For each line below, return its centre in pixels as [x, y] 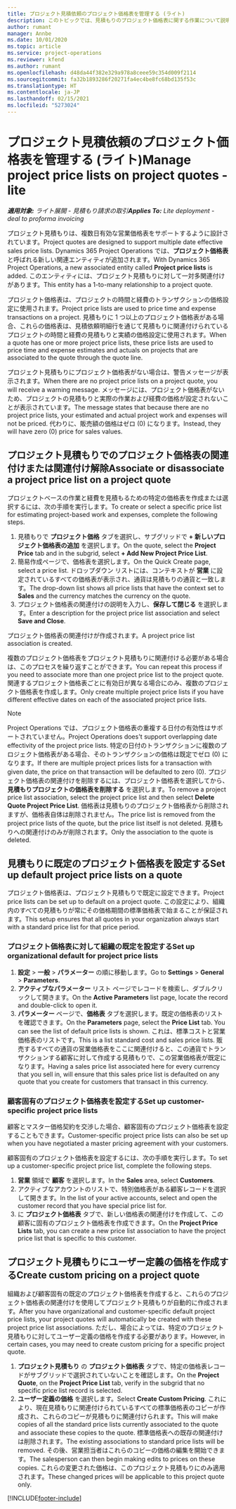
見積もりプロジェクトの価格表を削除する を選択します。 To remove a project [117, 789]
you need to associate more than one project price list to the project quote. [116, 674]
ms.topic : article [34, 46]
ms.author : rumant [34, 66]
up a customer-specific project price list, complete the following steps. [110, 1166]
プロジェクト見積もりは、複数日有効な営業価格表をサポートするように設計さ [118, 233]
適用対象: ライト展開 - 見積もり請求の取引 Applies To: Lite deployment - [111, 210]
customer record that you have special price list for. [92, 1206]
